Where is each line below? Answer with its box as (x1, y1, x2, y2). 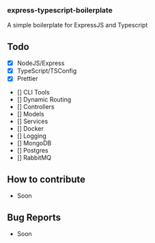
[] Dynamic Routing (16, 95, 72, 104)
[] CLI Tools (16, 88, 50, 97)
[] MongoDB (16, 139, 52, 147)
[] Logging (16, 132, 46, 140)
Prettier (16, 75, 38, 83)
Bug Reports (7, 212, 61, 223)
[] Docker (16, 125, 44, 133)
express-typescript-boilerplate (7, 5, 113, 15)
